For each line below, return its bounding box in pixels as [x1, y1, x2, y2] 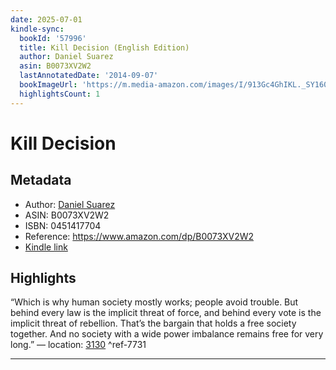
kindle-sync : [10, 24, 65, 34]
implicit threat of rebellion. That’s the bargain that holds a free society [10, 317, 297, 330]
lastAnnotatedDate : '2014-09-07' [19, 71, 159, 81]
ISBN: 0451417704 [24, 219, 102, 231]
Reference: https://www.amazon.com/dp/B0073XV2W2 [24, 230, 255, 242]
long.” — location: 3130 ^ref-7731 [10, 339, 147, 351]
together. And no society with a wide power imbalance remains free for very [10, 328, 324, 340]
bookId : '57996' [19, 33, 87, 43]
